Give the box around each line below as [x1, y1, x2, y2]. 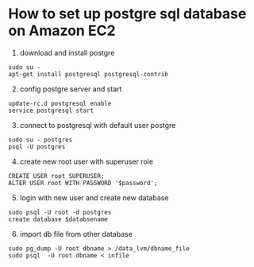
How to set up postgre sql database [8, 5, 247, 23]
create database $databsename [8, 215, 109, 223]
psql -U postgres [8, 142, 66, 151]
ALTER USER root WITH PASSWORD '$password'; [8, 179, 158, 187]
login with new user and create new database [19, 192, 169, 203]
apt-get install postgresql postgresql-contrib [8, 70, 169, 78]
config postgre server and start [19, 84, 122, 94]
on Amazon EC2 [8, 21, 117, 40]
